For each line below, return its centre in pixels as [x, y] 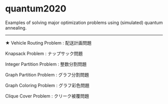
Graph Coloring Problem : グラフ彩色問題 [47, 85]
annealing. [16, 27]
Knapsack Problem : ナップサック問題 [44, 53]
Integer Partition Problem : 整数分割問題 [46, 64]
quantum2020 [36, 9]
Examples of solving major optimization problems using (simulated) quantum [84, 22]
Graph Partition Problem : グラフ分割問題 [47, 74]
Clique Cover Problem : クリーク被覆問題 [47, 96]
